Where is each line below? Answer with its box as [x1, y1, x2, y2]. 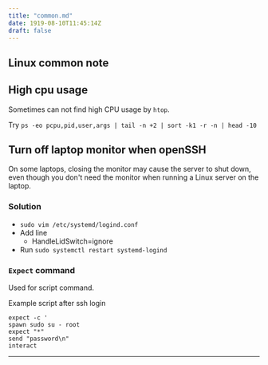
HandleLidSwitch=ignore [31, 236, 113, 246]
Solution [8, 201, 42, 212]
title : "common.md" [8, 11, 73, 20]
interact [8, 341, 37, 350]
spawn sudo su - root [8, 320, 81, 328]
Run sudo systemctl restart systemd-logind [19, 244, 167, 254]
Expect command [8, 264, 76, 276]
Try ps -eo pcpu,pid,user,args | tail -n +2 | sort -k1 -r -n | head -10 [8, 120, 258, 129]
